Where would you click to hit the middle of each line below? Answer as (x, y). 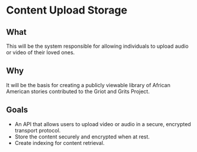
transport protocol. (38, 130)
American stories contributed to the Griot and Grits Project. (78, 91)
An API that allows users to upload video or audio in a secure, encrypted (103, 124)
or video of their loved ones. (41, 52)
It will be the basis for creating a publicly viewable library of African (88, 85)
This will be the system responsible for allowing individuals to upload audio (97, 46)
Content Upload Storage (67, 10)
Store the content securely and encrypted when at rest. (82, 137)
